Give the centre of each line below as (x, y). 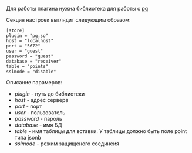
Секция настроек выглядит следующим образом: (68, 20)
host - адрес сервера (41, 100)
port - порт (28, 106)
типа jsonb (28, 137)
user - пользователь (40, 113)
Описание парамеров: (34, 82)
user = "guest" (25, 51)
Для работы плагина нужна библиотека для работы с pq (77, 8)
